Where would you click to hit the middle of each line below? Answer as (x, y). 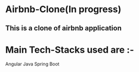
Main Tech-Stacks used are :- (70, 50)
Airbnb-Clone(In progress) (63, 9)
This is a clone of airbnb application (64, 28)
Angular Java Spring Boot (33, 64)
